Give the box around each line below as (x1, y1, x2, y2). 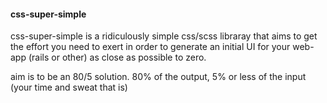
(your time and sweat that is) (10, 81, 128, 94)
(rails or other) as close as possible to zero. (28, 51, 207, 64)
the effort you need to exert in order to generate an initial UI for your (10, 41, 291, 53)
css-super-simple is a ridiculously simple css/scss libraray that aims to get (10, 30, 318, 42)
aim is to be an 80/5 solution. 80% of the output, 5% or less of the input (10, 71, 307, 83)
